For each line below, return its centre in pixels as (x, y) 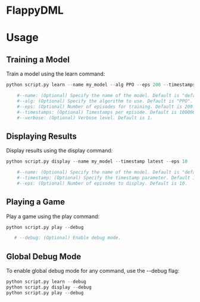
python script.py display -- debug (49, 287)
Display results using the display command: (60, 151)
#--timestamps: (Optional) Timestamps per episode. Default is (97, 112)
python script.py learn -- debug (46, 282)
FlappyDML (35, 10)
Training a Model (38, 59)
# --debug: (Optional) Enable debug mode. (67, 238)
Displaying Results (42, 136)
